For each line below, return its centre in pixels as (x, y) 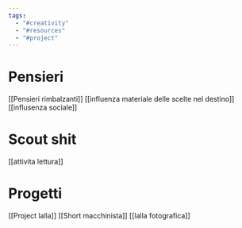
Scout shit (42, 139)
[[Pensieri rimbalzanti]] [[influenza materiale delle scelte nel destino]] (121, 99)
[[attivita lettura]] (36, 162)
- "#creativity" (42, 23)
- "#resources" (40, 30)
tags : (17, 15)
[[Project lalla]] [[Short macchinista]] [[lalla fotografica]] (99, 216)
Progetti (35, 193)
